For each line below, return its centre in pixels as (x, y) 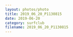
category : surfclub (25, 23)
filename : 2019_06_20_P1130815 (37, 27)
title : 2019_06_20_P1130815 (34, 14)
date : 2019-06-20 (23, 18)
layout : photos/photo (27, 9)
